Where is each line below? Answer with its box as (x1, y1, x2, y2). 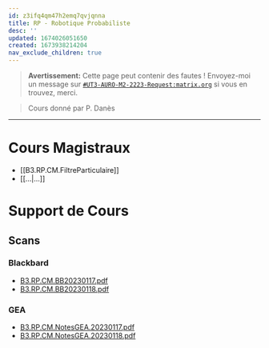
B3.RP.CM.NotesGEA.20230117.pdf (19, 322, 134, 332)
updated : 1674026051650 (8, 34, 88, 42)
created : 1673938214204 (8, 42, 88, 50)
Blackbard (8, 258, 50, 269)
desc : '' (8, 26, 38, 34)
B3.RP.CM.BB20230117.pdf (19, 275, 108, 285)
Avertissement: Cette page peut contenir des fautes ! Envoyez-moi (27, 71, 251, 80)
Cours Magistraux (8, 139, 130, 157)
